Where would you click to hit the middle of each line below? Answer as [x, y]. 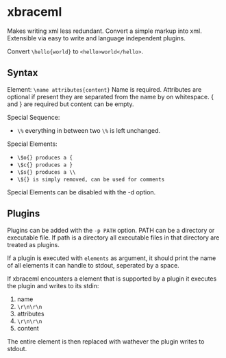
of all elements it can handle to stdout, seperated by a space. [93, 265]
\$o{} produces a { [45, 157]
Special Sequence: [34, 117]
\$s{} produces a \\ [46, 172]
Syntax [23, 73]
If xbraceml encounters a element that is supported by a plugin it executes [112, 279]
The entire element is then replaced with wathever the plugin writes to [106, 341]
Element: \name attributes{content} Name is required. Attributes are [104, 89]
